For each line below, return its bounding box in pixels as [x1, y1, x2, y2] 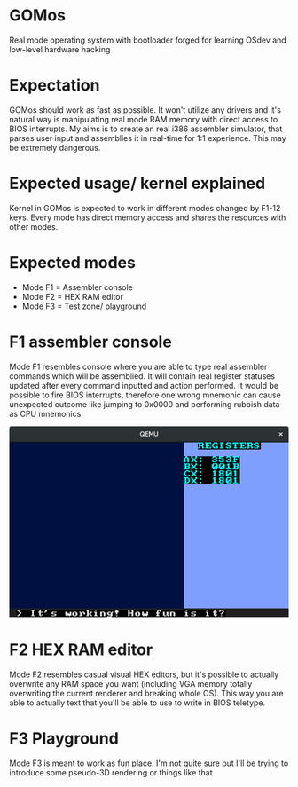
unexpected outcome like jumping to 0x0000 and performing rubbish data [9, 398, 280, 409]
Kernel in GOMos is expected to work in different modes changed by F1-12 [9, 202, 281, 213]
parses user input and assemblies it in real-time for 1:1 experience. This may [9, 132, 286, 143]
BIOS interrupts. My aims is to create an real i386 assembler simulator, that [9, 123, 283, 134]
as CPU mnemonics [9, 408, 82, 419]
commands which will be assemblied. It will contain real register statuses [9, 370, 276, 382]
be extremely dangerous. [9, 142, 101, 153]
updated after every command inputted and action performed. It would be [9, 380, 279, 390]
